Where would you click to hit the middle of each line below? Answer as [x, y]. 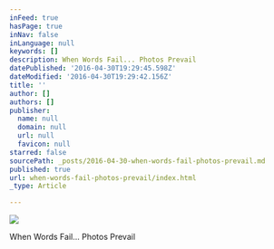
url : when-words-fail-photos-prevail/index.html [103, 177]
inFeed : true [34, 18]
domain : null [42, 128]
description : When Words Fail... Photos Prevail [103, 60]
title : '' [28, 85]
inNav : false [34, 34]
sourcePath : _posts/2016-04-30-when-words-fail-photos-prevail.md [137, 161]
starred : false [38, 152]
